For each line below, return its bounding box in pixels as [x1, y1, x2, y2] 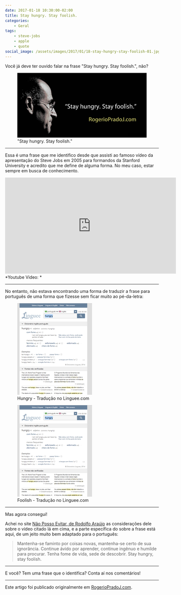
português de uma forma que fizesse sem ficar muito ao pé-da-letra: [5, 293, 144, 299]
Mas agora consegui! [5, 511, 48, 517]
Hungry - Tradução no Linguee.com [17, 395, 89, 401]
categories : [5, 18, 29, 23]
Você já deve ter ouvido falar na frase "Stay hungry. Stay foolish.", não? [5, 63, 149, 69]
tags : [5, 28, 16, 34]
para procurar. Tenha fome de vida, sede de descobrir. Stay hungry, [17, 551, 154, 556]
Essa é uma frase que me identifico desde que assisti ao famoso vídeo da [5, 152, 154, 158]
